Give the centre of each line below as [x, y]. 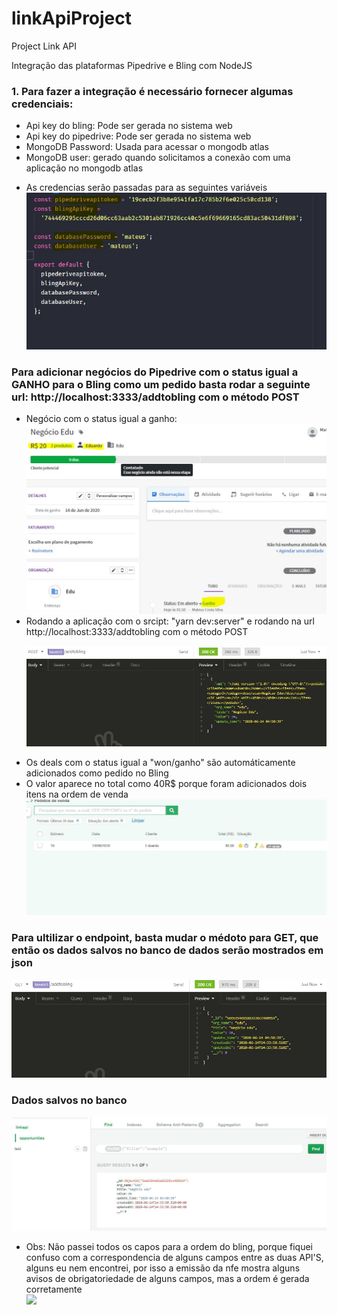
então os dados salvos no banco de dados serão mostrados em [167, 950]
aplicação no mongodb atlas [84, 168]
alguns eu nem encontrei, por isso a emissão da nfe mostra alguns [163, 1268]
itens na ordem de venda [77, 794]
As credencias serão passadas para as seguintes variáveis [146, 188]
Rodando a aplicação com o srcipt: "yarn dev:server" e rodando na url [170, 621]
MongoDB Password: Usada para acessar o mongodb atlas [147, 147]
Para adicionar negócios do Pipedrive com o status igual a [155, 372]
